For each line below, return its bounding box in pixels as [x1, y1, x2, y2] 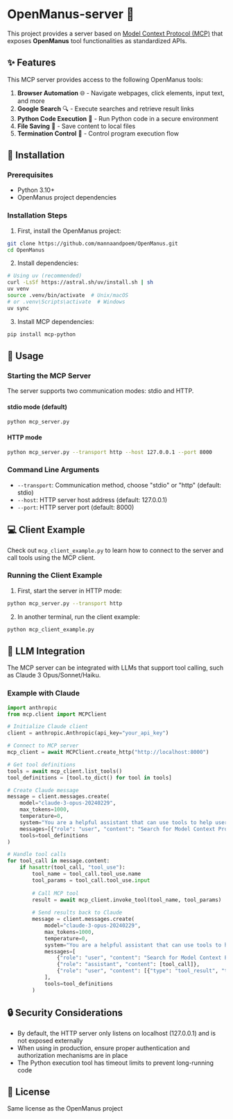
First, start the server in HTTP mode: [17, 586, 122, 595]
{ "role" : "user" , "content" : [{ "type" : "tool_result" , [56, 967, 218, 974]
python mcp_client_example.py [7, 626, 95, 633]
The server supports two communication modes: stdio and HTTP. [7, 387, 194, 395]
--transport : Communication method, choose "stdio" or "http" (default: [17, 481, 222, 489]
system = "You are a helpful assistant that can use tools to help [19, 819, 213, 826]
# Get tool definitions [7, 761, 76, 768]
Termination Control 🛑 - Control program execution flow [17, 129, 179, 138]
